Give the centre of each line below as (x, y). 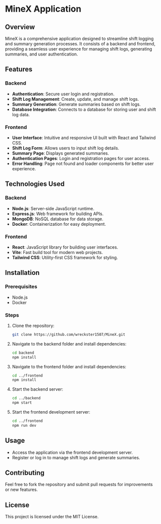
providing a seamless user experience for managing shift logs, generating (79, 49)
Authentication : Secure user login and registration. (63, 94)
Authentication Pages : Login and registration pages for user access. (81, 158)
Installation (22, 273)
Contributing (25, 473)
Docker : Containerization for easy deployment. (59, 224)
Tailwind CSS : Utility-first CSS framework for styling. (65, 257)
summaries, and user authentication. (42, 54)
